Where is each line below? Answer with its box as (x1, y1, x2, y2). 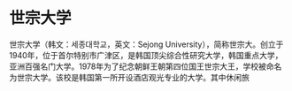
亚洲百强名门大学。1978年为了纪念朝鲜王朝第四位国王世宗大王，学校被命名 (9, 61, 282, 72)
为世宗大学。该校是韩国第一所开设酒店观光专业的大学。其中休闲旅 (9, 72, 250, 82)
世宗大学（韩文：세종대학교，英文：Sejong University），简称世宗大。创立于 (9, 39, 284, 49)
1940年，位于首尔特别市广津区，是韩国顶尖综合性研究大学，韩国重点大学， (9, 49, 283, 60)
